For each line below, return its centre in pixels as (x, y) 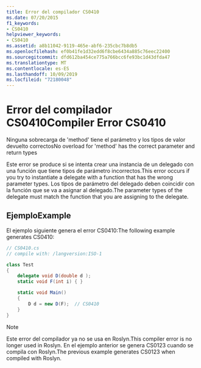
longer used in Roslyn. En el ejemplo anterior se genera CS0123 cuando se (100, 345)
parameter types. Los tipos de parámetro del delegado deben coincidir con (100, 184)
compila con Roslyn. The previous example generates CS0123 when (91, 352)
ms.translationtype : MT (37, 63)
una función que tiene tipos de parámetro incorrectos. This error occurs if (98, 171)
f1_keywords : (23, 23)
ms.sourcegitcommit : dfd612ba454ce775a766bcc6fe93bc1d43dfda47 (88, 57)
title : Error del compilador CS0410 (53, 12)
